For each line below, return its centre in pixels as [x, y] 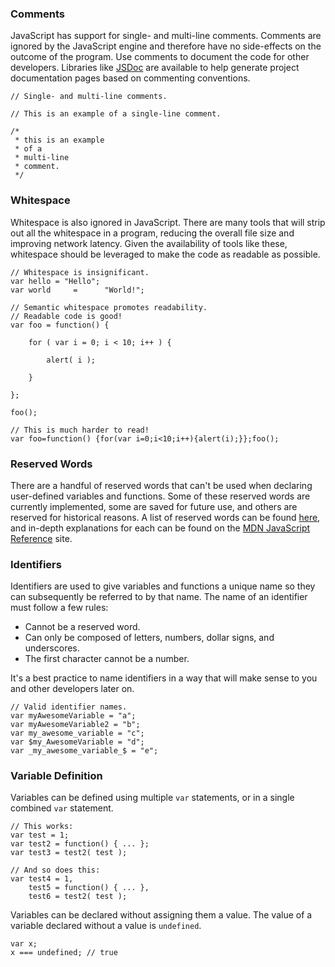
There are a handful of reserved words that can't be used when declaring [161, 485]
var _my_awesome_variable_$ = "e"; [84, 751]
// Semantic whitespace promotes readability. [109, 307]
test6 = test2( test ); [78, 897]
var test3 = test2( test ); [69, 853]
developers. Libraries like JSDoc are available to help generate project [155, 68]
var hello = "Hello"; [55, 281]
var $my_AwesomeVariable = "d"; [77, 742]
